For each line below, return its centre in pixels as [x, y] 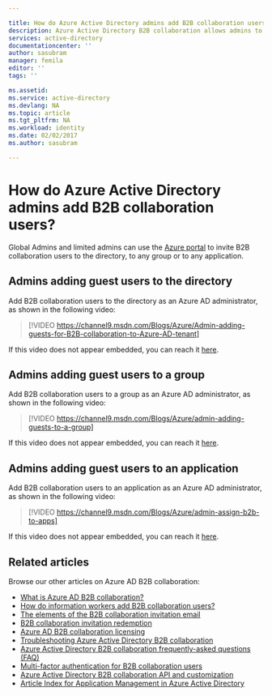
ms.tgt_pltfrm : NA [39, 121]
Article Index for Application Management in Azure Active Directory [132, 683]
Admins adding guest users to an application [123, 468]
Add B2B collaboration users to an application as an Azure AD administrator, [135, 488]
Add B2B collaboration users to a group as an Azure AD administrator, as [130, 395]
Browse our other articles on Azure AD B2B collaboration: [104, 581]
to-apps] [43, 521]
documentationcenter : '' [50, 45]
